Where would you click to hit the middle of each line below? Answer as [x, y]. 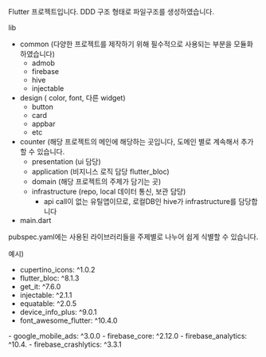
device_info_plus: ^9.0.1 [58, 312]
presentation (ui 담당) [66, 161]
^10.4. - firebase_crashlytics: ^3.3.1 [65, 344]
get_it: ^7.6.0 [40, 286]
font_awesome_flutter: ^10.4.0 [68, 320]
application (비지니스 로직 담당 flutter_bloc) [100, 171]
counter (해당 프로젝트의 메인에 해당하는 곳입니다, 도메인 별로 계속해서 [129, 141]
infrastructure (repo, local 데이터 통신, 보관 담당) [109, 191]
